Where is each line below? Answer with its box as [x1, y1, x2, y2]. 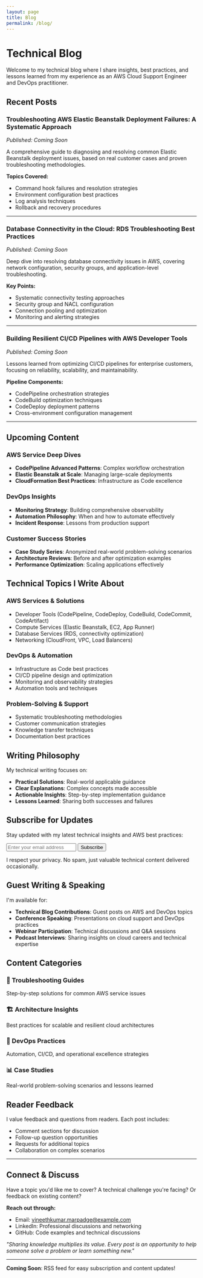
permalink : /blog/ [6, 20, 53, 26]
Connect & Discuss [6, 1170, 80, 1180]
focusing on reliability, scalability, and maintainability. [6, 366, 139, 374]
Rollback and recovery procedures [14, 204, 101, 211]
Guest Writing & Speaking [6, 880, 106, 890]
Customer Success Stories [6, 534, 86, 543]
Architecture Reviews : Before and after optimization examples [14, 554, 172, 562]
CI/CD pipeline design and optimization [14, 671, 113, 679]
